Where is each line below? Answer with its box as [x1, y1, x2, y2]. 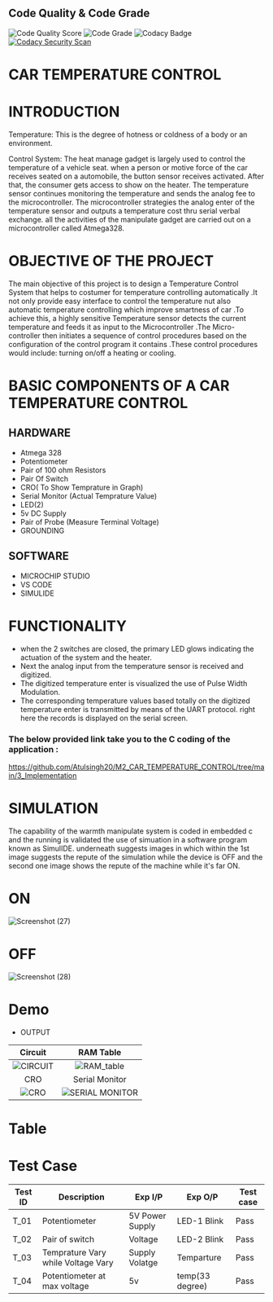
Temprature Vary [41, 1247, 107, 1258]
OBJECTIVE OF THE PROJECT [8, 252, 214, 271]
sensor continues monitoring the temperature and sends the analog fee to [8, 188, 256, 198]
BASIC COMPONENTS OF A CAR [8, 376, 230, 395]
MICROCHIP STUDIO [19, 570, 91, 581]
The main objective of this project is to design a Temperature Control [8, 279, 239, 288]
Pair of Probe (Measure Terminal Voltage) [19, 517, 160, 526]
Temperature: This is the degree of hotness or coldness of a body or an [8, 130, 248, 139]
